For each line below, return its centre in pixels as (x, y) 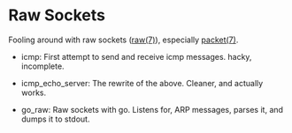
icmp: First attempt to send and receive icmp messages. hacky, (136, 56)
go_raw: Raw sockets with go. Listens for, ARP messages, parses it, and (152, 109)
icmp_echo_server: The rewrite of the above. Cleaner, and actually (142, 83)
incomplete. (42, 66)
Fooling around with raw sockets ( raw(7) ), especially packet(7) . (123, 40)
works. (33, 92)
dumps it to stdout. (55, 119)
